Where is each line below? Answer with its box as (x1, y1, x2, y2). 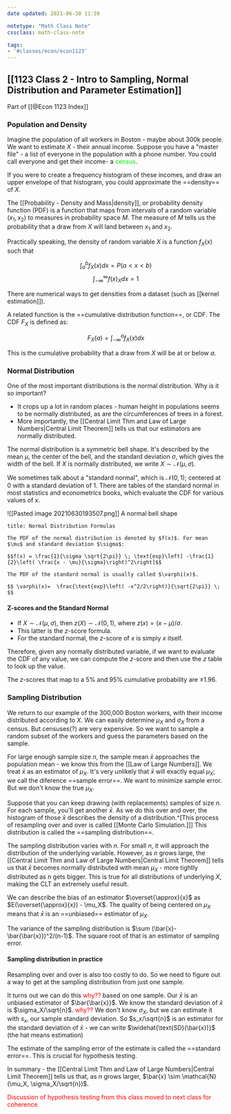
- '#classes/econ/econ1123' (7, 48, 88, 55)
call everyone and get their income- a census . (7, 157, 138, 166)
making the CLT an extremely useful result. (7, 879, 129, 888)
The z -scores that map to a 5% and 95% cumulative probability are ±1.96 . (7, 676, 217, 684)
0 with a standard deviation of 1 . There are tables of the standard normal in (7, 481, 219, 490)
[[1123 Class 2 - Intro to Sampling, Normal (7, 73, 189, 85)
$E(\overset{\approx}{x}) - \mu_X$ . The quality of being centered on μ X (7, 900, 211, 910)
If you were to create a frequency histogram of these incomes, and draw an (7, 170, 222, 179)
